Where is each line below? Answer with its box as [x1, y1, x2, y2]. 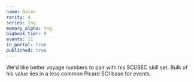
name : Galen [6, 8, 36, 15]
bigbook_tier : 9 [6, 31, 47, 37]
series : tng [6, 20, 36, 26]
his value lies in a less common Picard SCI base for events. [6, 70, 151, 77]
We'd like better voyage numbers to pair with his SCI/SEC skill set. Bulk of [6, 64, 188, 71]
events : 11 [6, 36, 34, 42]
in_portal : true [6, 42, 47, 48]
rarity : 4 [6, 14, 31, 20]
